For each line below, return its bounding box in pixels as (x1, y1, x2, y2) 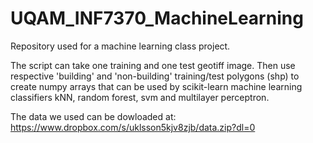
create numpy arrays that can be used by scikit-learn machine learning (10, 80, 303, 92)
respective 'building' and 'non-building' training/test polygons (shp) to (10, 70, 300, 82)
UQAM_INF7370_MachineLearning (10, 7, 304, 30)
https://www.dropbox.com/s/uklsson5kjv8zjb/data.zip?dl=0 (10, 121, 256, 133)
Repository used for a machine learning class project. (10, 40, 231, 52)
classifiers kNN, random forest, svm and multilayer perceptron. (10, 91, 270, 103)
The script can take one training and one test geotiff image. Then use (10, 59, 296, 71)
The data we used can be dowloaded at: (10, 110, 177, 122)
